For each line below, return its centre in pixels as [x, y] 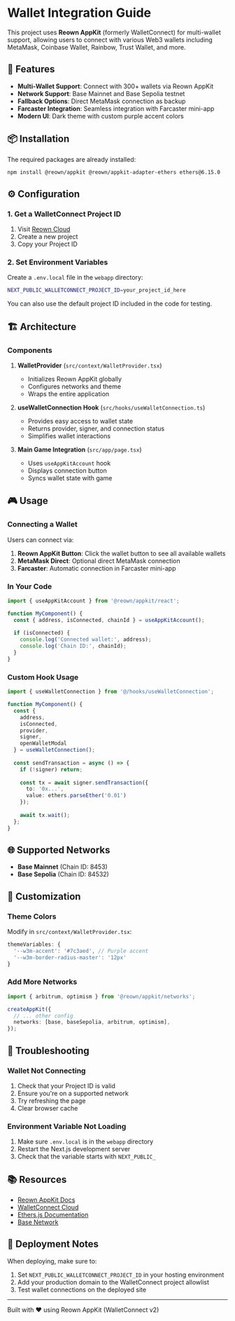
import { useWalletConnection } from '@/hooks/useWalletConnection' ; [111, 692]
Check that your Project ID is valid [66, 1085]
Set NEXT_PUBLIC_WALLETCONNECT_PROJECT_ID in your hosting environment [121, 1275]
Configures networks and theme [74, 386]
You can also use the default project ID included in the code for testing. [110, 304]
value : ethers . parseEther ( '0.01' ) [76, 796]
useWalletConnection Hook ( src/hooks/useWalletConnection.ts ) [111, 407]
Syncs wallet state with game [70, 477]
